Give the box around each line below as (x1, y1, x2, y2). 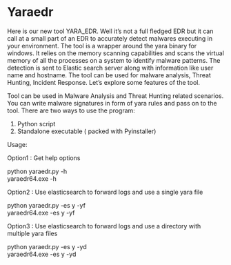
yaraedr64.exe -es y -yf (7, 208, 75, 217)
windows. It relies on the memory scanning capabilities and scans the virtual (7, 49, 224, 57)
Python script (17, 119, 56, 128)
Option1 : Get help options (7, 153, 81, 162)
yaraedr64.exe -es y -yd (7, 250, 77, 258)
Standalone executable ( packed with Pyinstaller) (17, 127, 157, 135)
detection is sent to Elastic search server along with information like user (7, 63, 214, 72)
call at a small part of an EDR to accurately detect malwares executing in (7, 34, 212, 42)
